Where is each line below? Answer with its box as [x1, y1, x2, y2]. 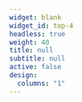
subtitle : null [9, 54, 66, 63]
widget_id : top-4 [9, 21, 74, 30]
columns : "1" [17, 79, 66, 88]
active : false [9, 63, 62, 72]
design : [9, 71, 38, 80]
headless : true [9, 29, 66, 38]
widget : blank [9, 12, 62, 22]
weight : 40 [9, 37, 50, 47]
